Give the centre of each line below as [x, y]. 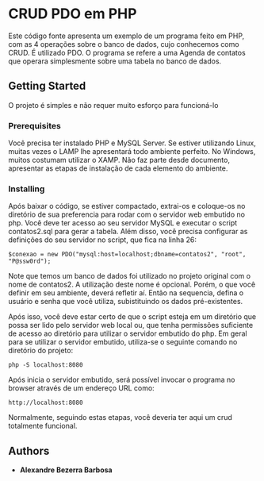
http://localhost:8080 [46, 403]
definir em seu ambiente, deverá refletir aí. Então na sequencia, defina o [126, 293]
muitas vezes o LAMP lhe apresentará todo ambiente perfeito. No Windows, [132, 152]
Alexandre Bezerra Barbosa [66, 470]
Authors [29, 450]
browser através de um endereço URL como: [81, 388]
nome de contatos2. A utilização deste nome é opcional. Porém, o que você [132, 285]
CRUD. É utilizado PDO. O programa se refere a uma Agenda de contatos [127, 52]
